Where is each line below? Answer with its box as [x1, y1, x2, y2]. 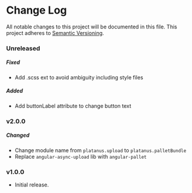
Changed [6, 131, 30, 139]
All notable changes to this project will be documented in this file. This [6, 23, 178, 30]
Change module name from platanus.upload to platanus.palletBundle [14, 146, 187, 154]
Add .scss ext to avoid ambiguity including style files [14, 73, 143, 81]
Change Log [6, 4, 67, 17]
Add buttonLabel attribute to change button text [14, 102, 132, 110]
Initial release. [14, 181, 49, 188]
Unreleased [6, 44, 40, 52]
